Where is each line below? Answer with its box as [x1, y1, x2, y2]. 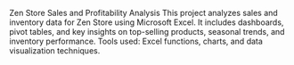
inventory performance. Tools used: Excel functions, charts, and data [9, 36, 263, 46]
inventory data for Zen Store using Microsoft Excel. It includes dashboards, [9, 17, 284, 28]
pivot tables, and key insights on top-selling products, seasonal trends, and [9, 27, 285, 37]
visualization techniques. [9, 45, 101, 56]
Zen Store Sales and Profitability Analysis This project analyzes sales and [9, 8, 278, 18]
